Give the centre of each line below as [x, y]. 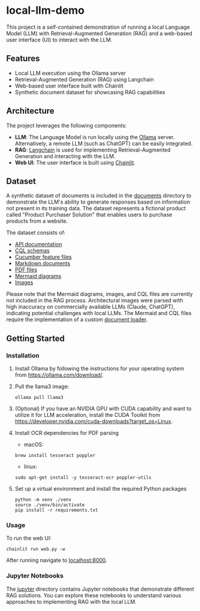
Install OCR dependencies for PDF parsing [67, 433]
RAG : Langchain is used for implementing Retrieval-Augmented [93, 150]
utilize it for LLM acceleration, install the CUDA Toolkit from [87, 415]
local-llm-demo [45, 10]
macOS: [33, 444]
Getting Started [36, 338]
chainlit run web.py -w [36, 549]
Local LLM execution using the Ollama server [70, 73]
